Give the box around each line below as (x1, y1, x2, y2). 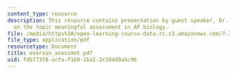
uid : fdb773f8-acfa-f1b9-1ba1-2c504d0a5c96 (7, 56, 138, 63)
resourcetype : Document (7, 43, 78, 50)
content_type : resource (7, 10, 78, 18)
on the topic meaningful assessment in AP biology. (13, 23, 169, 30)
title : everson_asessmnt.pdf (7, 50, 93, 57)
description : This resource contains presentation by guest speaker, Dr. (7, 17, 229, 24)
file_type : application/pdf (7, 37, 90, 44)
